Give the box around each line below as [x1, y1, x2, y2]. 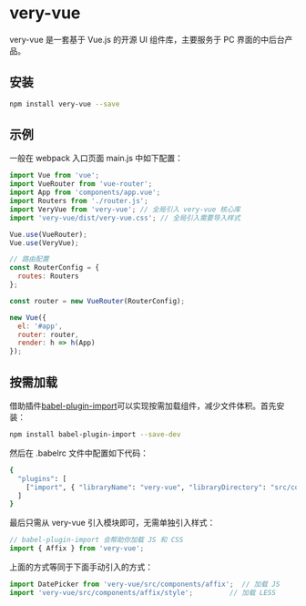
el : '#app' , [17, 322, 64, 331]
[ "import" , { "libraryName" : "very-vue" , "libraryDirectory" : [25, 482, 267, 492]
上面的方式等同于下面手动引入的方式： [9, 561, 153, 572]
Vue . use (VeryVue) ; [9, 238, 79, 248]
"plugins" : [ [17, 474, 67, 483]
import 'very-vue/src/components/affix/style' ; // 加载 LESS [9, 588, 276, 597]
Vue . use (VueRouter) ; [9, 230, 88, 239]
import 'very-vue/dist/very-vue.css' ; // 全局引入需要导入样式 [9, 213, 241, 222]
